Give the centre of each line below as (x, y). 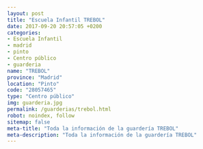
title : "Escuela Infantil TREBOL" (56, 20)
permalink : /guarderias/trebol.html (59, 109)
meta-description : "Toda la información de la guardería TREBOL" (102, 135)
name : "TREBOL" (29, 71)
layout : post (26, 13)
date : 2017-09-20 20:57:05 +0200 (55, 26)
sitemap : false (29, 122)
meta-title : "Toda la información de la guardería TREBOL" (93, 128)
